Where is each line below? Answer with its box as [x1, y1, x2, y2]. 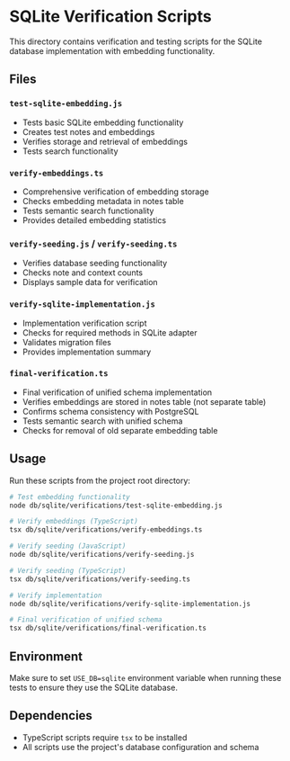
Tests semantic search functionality [22, 205, 154, 216]
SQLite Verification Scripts [9, 6, 213, 27]
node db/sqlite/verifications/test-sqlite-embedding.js [9, 501, 223, 510]
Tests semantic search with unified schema [22, 416, 183, 426]
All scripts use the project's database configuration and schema [22, 741, 259, 752]
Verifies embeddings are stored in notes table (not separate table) [22, 396, 267, 407]
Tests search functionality [22, 146, 119, 157]
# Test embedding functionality [9, 492, 130, 501]
